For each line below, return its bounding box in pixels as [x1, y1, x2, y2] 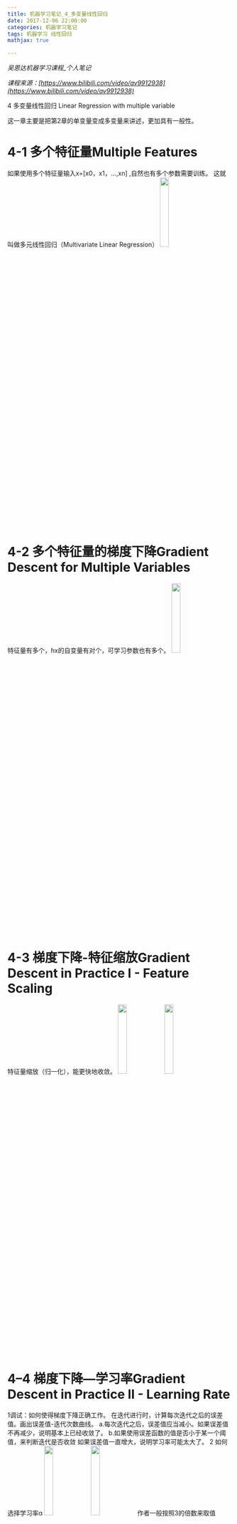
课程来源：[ [7, 79, 41, 88]
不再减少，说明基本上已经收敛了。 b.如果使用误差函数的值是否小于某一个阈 [7, 1429, 226, 1437]
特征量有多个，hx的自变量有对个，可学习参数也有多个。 [7, 646, 170, 654]
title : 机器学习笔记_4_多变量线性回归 [7, 10, 109, 18]
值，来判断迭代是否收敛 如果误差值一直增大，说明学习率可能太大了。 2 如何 [7, 1437, 228, 1446]
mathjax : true [7, 37, 50, 44]
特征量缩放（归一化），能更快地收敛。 [7, 1067, 116, 1075]
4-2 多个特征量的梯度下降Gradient [7, 544, 209, 560]
